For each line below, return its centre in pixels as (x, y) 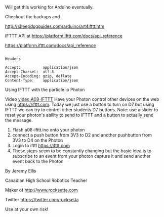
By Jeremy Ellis (21, 171)
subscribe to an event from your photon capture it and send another (82, 156)
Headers (13, 59)
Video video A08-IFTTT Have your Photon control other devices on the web (82, 99)
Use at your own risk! (27, 209)
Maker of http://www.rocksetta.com (41, 190)
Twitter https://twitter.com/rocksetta (42, 199)
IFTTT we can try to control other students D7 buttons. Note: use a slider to (82, 110)
